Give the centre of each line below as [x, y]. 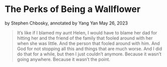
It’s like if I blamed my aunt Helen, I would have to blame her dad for [87, 32]
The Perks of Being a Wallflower [73, 9]
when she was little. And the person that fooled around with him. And [88, 43]
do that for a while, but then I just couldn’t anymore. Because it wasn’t [89, 54]
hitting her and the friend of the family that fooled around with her [85, 38]
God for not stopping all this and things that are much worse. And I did [90, 48]
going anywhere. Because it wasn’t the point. [64, 59]
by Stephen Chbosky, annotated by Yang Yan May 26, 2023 [66, 23]
